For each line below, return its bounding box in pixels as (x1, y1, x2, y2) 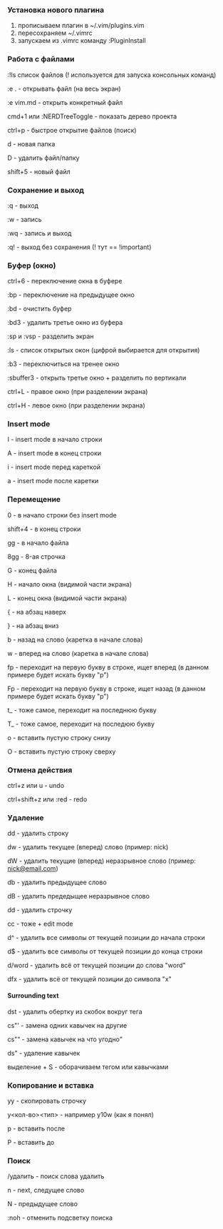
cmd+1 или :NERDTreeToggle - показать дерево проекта (7, 112, 177, 121)
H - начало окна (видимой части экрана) (7, 580, 132, 588)
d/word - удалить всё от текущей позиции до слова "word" (7, 961, 187, 970)
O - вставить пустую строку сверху (7, 747, 116, 756)
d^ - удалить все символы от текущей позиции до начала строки (7, 934, 205, 942)
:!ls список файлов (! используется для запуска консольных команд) (7, 70, 217, 79)
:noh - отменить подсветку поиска (7, 1213, 113, 1222)
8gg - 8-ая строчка (7, 552, 66, 561)
